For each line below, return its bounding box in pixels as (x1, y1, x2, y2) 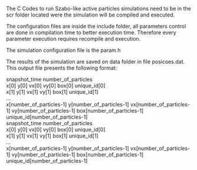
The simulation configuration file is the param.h (6, 47, 121, 54)
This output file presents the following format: (6, 64, 117, 71)
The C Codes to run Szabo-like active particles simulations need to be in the (6, 5, 192, 12)
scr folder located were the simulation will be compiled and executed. (6, 11, 175, 18)
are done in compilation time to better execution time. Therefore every (6, 29, 177, 36)
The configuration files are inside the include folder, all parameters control (6, 23, 186, 30)
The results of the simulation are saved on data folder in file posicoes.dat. (6, 58, 185, 65)
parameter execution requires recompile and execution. (6, 35, 141, 42)
